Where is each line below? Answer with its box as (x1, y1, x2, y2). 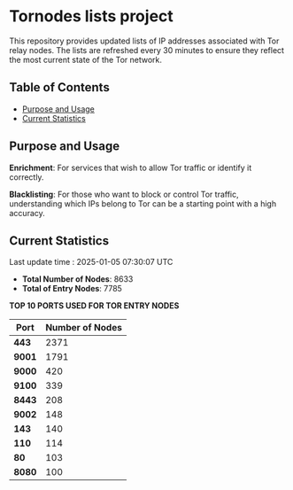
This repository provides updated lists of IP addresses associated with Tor (9, 35, 280, 46)
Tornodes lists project (9, 6, 174, 27)
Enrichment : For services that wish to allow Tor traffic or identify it (9, 162, 252, 173)
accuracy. (9, 207, 46, 218)
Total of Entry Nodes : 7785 (21, 284, 122, 294)
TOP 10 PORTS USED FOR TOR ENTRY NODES (9, 300, 180, 311)
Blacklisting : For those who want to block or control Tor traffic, (9, 189, 239, 199)
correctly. (9, 171, 44, 183)
